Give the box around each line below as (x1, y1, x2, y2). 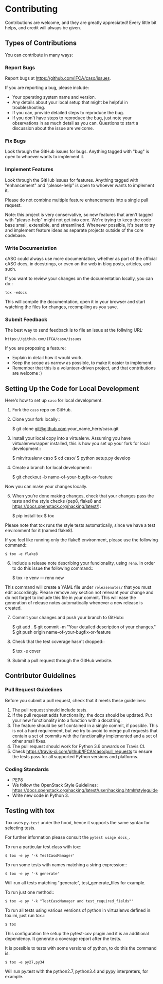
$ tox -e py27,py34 (5, 960, 45, 964)
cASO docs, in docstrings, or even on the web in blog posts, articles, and (5, 260, 151, 267)
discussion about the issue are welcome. (12, 126, 94, 131)
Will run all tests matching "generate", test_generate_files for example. (5, 879, 146, 885)
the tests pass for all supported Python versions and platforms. (12, 753, 139, 759)
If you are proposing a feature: (5, 345, 66, 351)
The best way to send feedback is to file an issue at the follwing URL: (5, 327, 144, 333)
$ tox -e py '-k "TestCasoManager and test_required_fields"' (5, 898, 134, 903)
